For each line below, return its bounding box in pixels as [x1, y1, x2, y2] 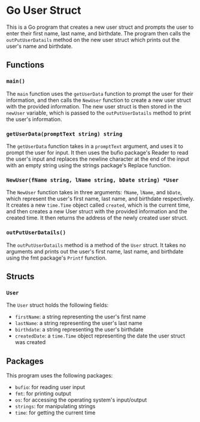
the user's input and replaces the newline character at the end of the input [6, 155, 190, 162]
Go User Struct [6, 4, 81, 17]
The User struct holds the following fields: [6, 302, 109, 309]
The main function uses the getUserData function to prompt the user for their [6, 90, 193, 97]
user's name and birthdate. [6, 43, 73, 50]
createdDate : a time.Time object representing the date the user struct [14, 332, 186, 339]
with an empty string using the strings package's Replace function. [6, 161, 172, 168]
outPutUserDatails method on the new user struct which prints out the [6, 36, 180, 43]
